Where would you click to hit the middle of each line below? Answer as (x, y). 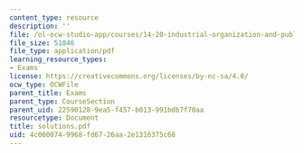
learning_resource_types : (58, 59)
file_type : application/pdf (62, 51)
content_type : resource (54, 18)
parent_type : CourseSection (62, 101)
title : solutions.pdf (50, 127)
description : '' (40, 26)
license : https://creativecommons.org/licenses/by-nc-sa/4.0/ (129, 76)
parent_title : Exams (48, 93)
